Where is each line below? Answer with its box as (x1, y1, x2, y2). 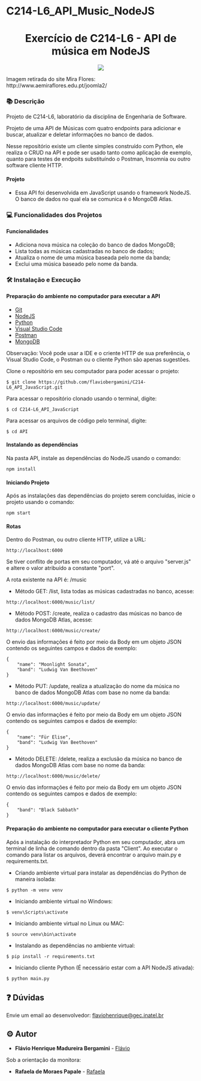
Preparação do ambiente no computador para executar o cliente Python (6, 825, 189, 832)
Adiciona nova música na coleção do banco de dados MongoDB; (14, 241, 176, 248)
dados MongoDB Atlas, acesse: (14, 616, 93, 623)
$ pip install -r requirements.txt (6, 953, 95, 959)
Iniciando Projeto (6, 479, 50, 486)
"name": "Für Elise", (17, 734, 71, 740)
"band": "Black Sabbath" (17, 807, 79, 813)
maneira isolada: (14, 875, 56, 882)
